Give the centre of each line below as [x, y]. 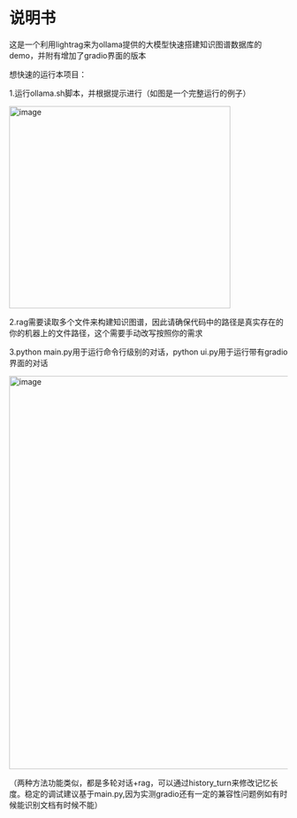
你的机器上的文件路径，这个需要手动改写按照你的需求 [106, 332]
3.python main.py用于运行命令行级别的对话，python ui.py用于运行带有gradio [148, 352]
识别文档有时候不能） [63, 805]
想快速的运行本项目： [48, 74]
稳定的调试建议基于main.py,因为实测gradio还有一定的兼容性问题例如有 [152, 793]
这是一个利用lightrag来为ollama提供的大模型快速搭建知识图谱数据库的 [136, 44]
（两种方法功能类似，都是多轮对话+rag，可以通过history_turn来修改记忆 [140, 783]
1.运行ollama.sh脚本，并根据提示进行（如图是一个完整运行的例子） [130, 93]
